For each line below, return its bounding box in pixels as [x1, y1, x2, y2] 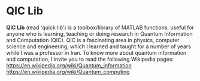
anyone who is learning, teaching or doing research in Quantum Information [6, 30, 193, 37]
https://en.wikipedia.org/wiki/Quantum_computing [6, 68, 130, 75]
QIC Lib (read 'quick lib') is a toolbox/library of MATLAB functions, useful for [6, 24, 195, 31]
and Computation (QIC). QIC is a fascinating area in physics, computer [6, 36, 180, 43]
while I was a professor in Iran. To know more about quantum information [6, 49, 187, 56]
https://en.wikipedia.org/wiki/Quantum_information [6, 61, 132, 69]
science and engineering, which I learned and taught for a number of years [6, 43, 192, 50]
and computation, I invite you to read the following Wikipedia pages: [6, 55, 174, 63]
